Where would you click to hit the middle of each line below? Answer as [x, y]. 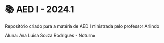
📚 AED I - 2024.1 [40, 9]
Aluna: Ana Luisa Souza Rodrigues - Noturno [50, 35]
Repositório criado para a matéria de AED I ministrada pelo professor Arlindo [82, 26]
